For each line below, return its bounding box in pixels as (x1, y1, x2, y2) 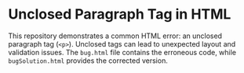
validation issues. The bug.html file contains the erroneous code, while (8, 47, 237, 57)
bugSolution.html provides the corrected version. (8, 56, 169, 65)
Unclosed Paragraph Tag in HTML (8, 5, 231, 23)
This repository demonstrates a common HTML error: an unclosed (8, 31, 222, 40)
